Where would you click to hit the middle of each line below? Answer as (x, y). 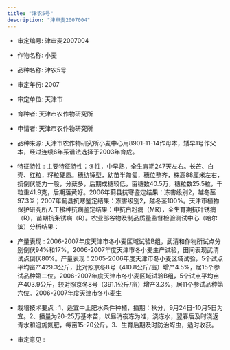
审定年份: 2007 (38, 84)
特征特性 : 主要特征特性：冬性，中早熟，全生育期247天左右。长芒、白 (115, 166)
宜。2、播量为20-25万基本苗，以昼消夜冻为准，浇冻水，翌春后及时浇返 (118, 316)
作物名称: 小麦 (37, 55)
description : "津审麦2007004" (49, 20)
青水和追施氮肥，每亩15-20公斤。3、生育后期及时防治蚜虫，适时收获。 (117, 325)
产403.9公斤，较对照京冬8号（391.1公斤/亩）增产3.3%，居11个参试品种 (117, 284)
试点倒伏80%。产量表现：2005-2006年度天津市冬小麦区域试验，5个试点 (120, 258)
